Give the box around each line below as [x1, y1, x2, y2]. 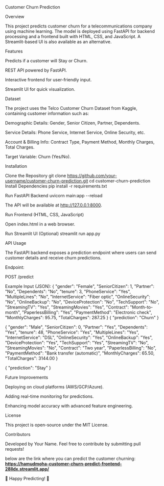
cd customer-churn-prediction [89, 178, 151, 183]
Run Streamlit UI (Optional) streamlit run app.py [5, 230, 100, 236]
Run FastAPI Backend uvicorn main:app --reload [5, 193, 103, 198]
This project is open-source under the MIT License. [5, 422, 109, 428]
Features [5, 49, 23, 54]
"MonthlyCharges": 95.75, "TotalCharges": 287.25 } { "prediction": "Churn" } [5, 315, 159, 320]
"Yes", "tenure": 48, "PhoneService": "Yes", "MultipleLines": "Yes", [5, 330, 140, 335]
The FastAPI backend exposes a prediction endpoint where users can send [5, 250, 157, 256]
